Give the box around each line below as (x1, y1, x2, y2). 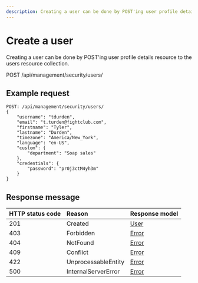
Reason (67, 210, 88, 218)
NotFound (67, 239, 94, 247)
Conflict (67, 248, 88, 256)
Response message (6, 192, 80, 202)
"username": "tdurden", (16, 114, 75, 120)
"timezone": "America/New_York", (16, 135, 99, 141)
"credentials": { (16, 160, 60, 167)
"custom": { (16, 145, 46, 151)
